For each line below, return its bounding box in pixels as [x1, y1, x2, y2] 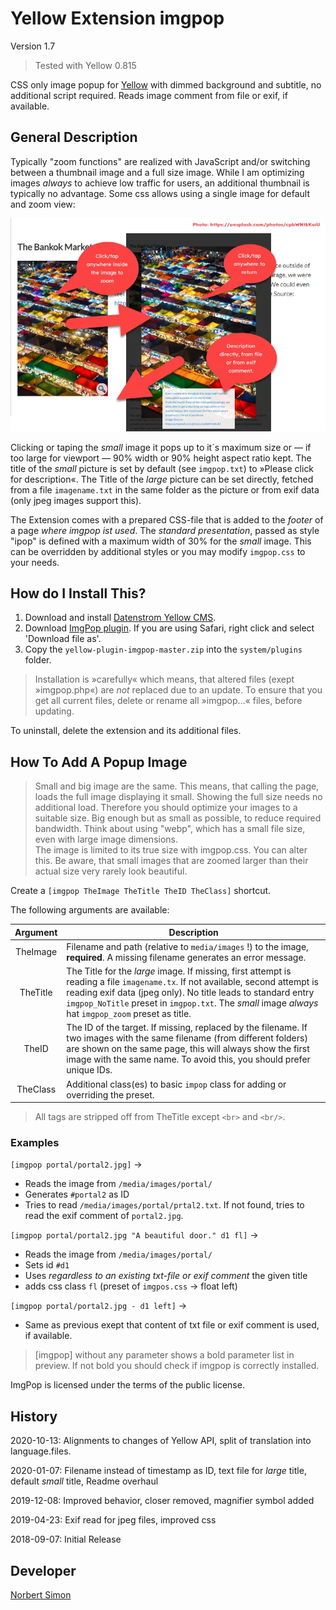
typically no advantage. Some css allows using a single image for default [10, 187, 310, 199]
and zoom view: [10, 198, 76, 210]
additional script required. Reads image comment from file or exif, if [10, 89, 288, 101]
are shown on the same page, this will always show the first [66, 1043, 310, 1055]
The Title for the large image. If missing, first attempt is [66, 965, 292, 977]
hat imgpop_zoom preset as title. [66, 1008, 192, 1020]
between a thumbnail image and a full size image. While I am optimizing [10, 166, 305, 178]
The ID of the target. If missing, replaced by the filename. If [66, 1022, 308, 1034]
